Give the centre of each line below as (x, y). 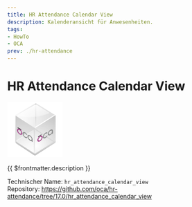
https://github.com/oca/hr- (79, 189)
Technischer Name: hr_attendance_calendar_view (78, 181)
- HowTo (18, 37)
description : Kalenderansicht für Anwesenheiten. (80, 22)
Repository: (24, 189)
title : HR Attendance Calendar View (60, 15)
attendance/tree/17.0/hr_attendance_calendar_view (80, 196)
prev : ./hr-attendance (40, 51)
